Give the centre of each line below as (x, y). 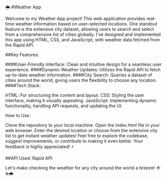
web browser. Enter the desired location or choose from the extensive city (81, 130)
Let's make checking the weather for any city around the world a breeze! (80, 168)
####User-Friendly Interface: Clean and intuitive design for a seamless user (83, 64)
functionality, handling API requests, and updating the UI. (64, 106)
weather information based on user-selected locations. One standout (86, 24)
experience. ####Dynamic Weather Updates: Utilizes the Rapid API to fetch (83, 70)
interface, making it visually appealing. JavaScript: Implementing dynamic (81, 100)
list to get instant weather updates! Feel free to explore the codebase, (77, 136)
